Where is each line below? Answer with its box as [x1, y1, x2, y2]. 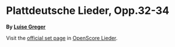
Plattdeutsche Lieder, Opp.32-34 [6, 4, 170, 17]
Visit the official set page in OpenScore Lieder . [6, 34, 118, 41]
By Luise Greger [6, 23, 46, 30]
